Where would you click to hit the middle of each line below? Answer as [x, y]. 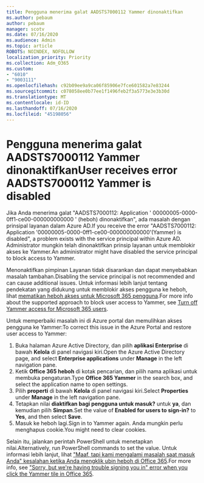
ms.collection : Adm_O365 [38, 63]
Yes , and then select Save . [49, 417]
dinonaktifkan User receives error [92, 170]
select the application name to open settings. [71, 384]
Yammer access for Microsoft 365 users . [57, 309]
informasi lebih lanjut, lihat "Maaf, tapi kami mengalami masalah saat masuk [101, 454]
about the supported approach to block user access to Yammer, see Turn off [102, 302]
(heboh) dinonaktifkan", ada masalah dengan [134, 220]
